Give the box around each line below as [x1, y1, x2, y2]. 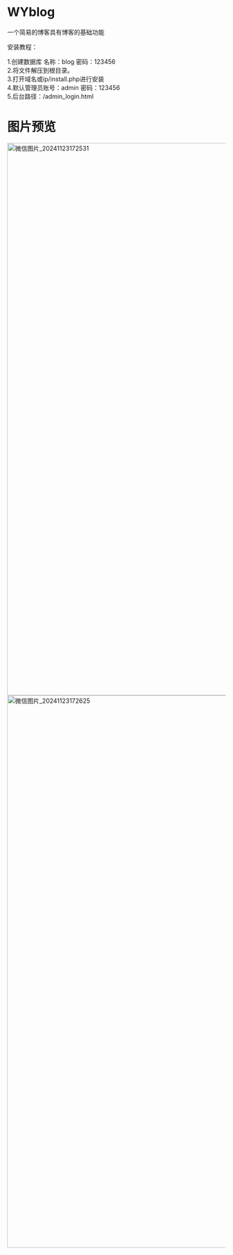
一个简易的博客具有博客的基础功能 [7, 28, 105, 36]
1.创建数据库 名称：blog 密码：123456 [7, 57, 116, 66]
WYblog [7, 4, 55, 20]
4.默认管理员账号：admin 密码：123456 [7, 83, 120, 92]
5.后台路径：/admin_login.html [7, 92, 94, 101]
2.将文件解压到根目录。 [7, 66, 74, 74]
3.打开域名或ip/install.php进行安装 [7, 74, 105, 83]
